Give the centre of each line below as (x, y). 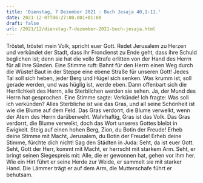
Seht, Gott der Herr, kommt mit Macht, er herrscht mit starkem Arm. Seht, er (101, 149)
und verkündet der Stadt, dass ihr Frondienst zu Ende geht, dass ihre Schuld (101, 53)
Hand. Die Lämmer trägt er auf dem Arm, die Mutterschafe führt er (89, 168)
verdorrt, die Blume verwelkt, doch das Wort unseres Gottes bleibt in (92, 123)
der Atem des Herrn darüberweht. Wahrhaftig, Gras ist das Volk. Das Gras (98, 117)
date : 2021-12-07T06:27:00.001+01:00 (54, 18)
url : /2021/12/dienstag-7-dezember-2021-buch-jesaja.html (81, 29)
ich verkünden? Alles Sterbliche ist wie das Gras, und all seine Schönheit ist (101, 104)
